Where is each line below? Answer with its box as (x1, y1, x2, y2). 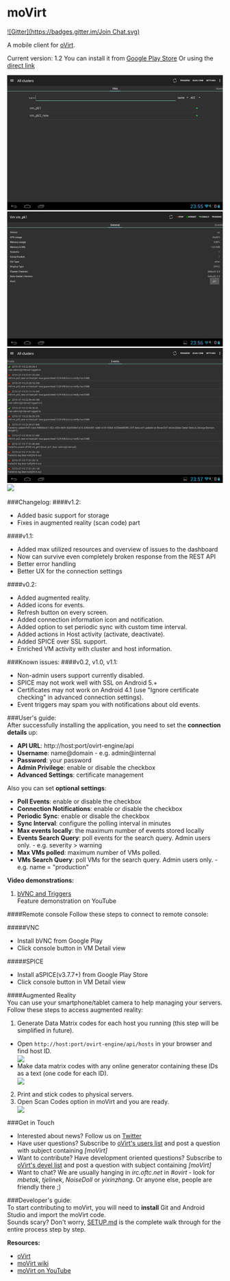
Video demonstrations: (7, 876, 74, 884)
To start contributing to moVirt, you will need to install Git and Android (7, 1203, 205, 1212)
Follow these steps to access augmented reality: (7, 1005, 144, 1013)
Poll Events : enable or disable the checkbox (16, 797, 142, 806)
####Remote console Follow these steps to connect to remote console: (7, 910, 209, 918)
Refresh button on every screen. (16, 608, 108, 616)
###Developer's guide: (7, 1196, 72, 1205)
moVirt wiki (16, 1259, 49, 1267)
